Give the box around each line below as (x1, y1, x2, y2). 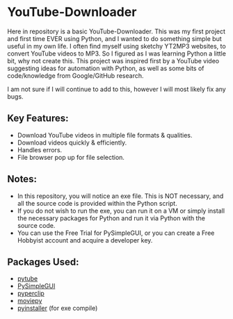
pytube (17, 275, 38, 283)
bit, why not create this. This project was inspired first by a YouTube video (7, 56, 220, 65)
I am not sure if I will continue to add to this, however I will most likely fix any (7, 85, 226, 93)
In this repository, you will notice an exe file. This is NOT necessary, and (17, 192, 224, 200)
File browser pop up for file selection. (17, 153, 125, 161)
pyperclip (17, 289, 45, 297)
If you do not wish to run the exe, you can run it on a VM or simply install (17, 206, 225, 215)
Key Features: (7, 113, 69, 124)
